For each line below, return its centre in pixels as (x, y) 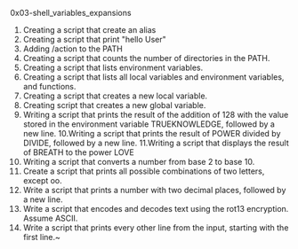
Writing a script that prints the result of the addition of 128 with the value (156, 115)
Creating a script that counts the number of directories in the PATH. (146, 58)
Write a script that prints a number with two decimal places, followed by (154, 190)
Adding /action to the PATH (72, 49)
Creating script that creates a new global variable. (114, 105)
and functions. (49, 86)
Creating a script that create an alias (89, 30)
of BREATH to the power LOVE (78, 152)
